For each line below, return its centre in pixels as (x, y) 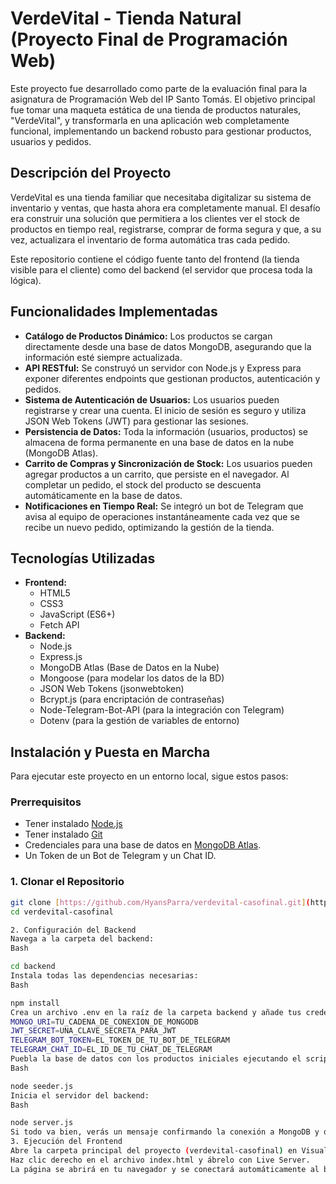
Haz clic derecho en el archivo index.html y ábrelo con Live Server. (160, 1160)
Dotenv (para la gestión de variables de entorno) (139, 721)
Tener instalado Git (63, 834)
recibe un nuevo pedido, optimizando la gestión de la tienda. (149, 527)
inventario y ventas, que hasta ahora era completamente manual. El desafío (165, 208)
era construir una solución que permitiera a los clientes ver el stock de (155, 218)
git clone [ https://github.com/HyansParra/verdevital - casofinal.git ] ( (160, 902)
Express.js (61, 657)
